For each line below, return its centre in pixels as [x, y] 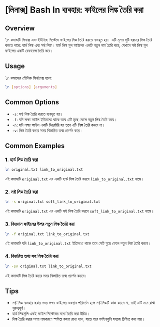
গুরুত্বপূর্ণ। [19, 308]
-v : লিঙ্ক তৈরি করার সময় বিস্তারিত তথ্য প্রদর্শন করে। [47, 130]
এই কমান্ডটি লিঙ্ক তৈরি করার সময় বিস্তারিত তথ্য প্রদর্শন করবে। [46, 276]
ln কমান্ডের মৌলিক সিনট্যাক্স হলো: [29, 78]
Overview [20, 28]
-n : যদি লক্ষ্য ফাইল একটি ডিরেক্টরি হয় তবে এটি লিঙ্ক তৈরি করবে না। [58, 125]
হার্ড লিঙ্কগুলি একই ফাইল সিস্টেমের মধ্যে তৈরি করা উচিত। [51, 314]
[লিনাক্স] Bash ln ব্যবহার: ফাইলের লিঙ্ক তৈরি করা [74, 10]
